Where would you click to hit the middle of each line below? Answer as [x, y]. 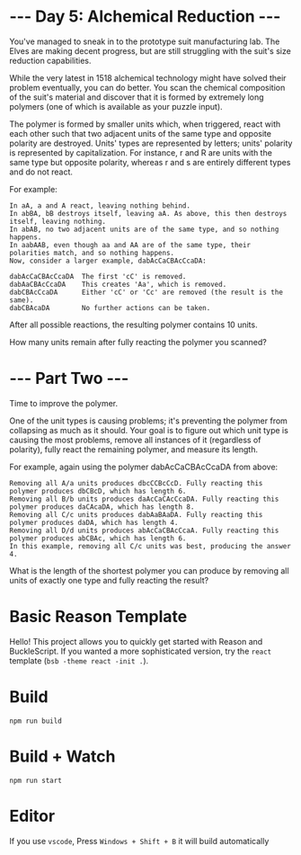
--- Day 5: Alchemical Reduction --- [145, 17]
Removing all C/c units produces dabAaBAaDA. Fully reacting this [136, 514]
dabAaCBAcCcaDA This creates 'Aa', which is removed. [118, 284]
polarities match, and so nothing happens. [92, 253]
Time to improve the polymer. [64, 403]
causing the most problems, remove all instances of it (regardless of [135, 440]
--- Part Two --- [69, 379]
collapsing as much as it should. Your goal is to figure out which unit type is [149, 430]
